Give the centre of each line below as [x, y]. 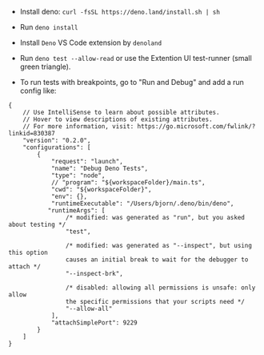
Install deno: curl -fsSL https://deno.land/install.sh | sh [120, 12]
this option [28, 252]
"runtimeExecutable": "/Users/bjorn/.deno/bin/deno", [142, 204]
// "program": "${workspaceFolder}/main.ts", [128, 183]
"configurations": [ [57, 147]
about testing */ [37, 224]
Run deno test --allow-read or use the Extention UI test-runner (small [136, 58]
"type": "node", [78, 175]
